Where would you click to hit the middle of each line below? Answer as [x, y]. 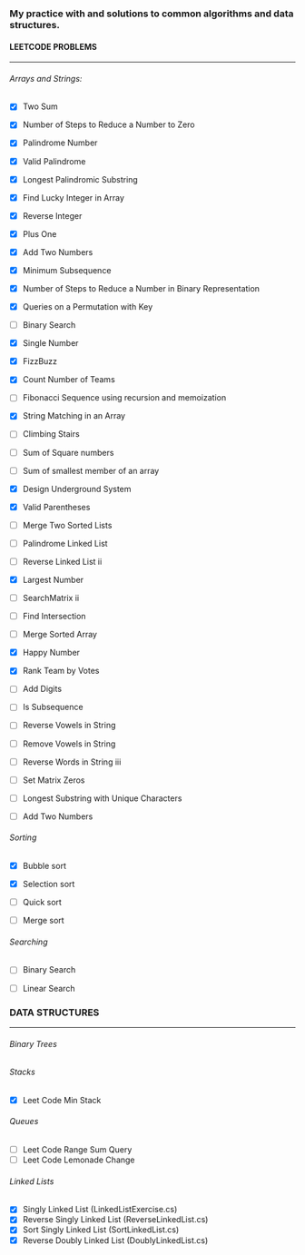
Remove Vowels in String [69, 744]
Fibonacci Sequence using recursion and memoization [124, 398]
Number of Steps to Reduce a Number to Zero [108, 124]
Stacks [23, 1072]
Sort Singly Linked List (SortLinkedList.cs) [101, 1230]
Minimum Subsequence [67, 270]
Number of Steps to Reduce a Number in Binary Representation [141, 288]
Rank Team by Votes [61, 671]
